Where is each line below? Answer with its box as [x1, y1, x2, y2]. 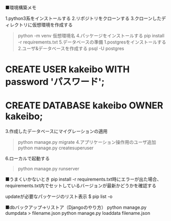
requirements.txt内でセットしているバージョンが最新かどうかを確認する [5, 183, 157, 189]
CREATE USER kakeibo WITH [5, 63, 130, 75]
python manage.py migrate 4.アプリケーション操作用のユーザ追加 [17, 139, 156, 145]
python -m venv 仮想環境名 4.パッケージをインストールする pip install [17, 33, 165, 38]
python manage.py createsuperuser [17, 145, 94, 151]
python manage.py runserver [17, 166, 79, 172]
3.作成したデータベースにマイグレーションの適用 [5, 128, 108, 135]
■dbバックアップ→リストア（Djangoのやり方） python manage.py [5, 204, 147, 211]
